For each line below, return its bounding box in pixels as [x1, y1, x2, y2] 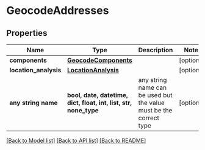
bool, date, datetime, [67, 91, 128, 99]
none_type [67, 106, 99, 114]
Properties [6, 28, 48, 38]
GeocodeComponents [67, 56, 133, 64]
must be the [138, 106, 173, 114]
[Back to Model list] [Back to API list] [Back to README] [6, 137, 146, 144]
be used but [138, 91, 173, 99]
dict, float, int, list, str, [67, 98, 132, 107]
